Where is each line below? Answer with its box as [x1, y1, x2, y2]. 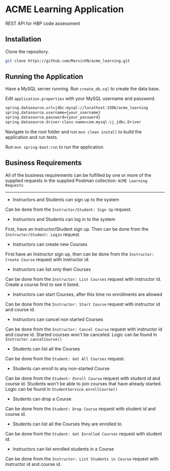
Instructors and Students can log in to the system [12, 216, 115, 222]
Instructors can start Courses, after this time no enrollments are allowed [12, 291, 162, 297]
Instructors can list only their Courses [12, 266, 91, 272]
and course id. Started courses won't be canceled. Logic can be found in [5, 331, 157, 338]
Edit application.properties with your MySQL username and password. [5, 95, 156, 102]
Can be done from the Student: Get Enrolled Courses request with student [5, 430, 162, 437]
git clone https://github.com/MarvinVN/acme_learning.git [5, 58, 130, 63]
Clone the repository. [5, 48, 49, 54]
